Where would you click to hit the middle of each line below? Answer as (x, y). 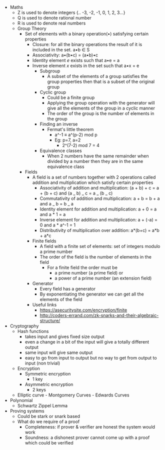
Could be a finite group (71, 97)
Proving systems (27, 411)
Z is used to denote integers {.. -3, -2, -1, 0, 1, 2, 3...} (71, 12)
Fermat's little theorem (70, 129)
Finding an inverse (59, 124)
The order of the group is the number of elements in (101, 113)
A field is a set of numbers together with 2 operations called (94, 177)
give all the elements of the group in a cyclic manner (101, 108)
